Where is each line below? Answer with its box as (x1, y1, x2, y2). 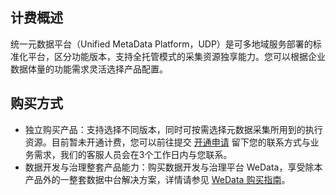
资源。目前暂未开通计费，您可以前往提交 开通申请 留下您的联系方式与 (24, 136, 311, 148)
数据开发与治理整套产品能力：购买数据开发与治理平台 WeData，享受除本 (24, 161, 323, 173)
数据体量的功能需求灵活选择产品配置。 (10, 63, 168, 75)
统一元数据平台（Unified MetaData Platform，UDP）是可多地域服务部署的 (10, 38, 313, 50)
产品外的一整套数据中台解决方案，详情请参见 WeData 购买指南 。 (24, 173, 291, 185)
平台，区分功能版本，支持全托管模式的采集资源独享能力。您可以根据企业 (27, 50, 326, 62)
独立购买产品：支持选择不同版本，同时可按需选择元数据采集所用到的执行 (24, 123, 323, 135)
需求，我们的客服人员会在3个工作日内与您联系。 (33, 148, 233, 160)
